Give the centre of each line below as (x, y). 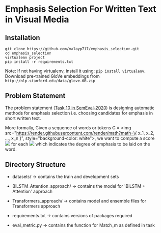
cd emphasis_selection (28, 53)
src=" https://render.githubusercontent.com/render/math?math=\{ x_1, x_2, (80, 133)
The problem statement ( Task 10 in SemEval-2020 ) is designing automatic (80, 108)
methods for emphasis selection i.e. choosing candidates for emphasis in (79, 113)
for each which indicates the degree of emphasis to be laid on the (81, 144)
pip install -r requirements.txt (39, 62)
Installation (23, 38)
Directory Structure (36, 165)
